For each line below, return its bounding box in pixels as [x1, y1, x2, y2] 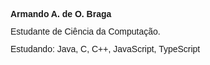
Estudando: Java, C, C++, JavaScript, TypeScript [10, 44, 201, 54]
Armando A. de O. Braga [10, 9, 112, 19]
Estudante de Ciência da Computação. [10, 26, 161, 37]
